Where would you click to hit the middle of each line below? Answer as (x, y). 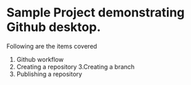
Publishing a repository (49, 74)
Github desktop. (54, 27)
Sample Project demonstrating (96, 13)
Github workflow (40, 59)
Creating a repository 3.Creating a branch (76, 66)
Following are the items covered (52, 46)
